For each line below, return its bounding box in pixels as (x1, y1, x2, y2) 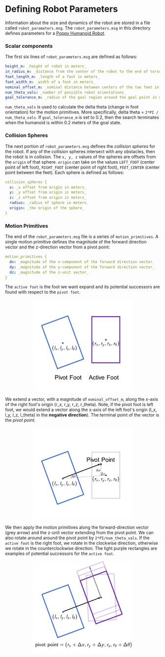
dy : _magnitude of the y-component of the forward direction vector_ (9, 265, 155, 270)
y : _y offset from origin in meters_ (9, 190, 87, 195)
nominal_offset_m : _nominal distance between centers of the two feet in (5, 85, 160, 90)
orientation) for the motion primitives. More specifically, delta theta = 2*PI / (5, 109, 159, 115)
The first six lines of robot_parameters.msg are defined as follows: (5, 54, 137, 60)
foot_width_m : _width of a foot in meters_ (5, 79, 96, 84)
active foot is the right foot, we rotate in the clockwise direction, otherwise (5, 540, 158, 546)
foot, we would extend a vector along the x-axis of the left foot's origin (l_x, (5, 407, 157, 413)
